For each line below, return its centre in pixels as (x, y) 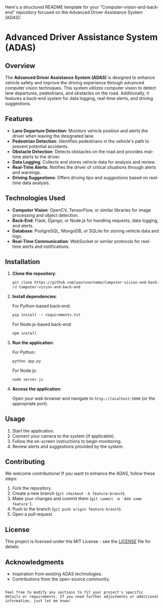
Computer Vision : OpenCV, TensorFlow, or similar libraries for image (82, 210)
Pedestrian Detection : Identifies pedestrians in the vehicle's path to (81, 141)
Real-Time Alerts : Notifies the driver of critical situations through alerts (84, 167)
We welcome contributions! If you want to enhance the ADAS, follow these (80, 474)
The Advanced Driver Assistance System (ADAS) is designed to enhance (80, 77)
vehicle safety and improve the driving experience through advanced (75, 83)
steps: (11, 479)
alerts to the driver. (41, 157)
